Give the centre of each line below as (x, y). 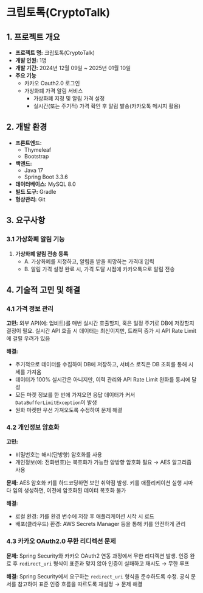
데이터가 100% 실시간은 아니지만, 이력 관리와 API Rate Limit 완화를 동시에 (102, 380)
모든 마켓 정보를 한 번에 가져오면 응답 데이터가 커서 (75, 395)
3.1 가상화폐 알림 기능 (36, 240)
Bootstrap (36, 156)
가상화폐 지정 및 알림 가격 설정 (69, 98)
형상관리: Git (30, 199)
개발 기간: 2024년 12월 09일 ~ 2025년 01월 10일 (73, 68)
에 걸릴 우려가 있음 (28, 338)
